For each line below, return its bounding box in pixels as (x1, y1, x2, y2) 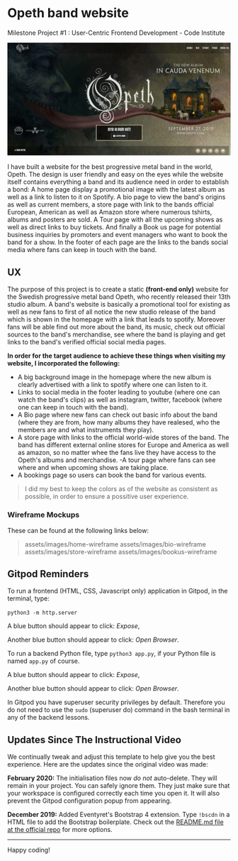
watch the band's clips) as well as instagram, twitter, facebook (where (17, 395, 222, 404)
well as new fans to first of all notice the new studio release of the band (7, 307, 216, 317)
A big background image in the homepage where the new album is (17, 373, 212, 381)
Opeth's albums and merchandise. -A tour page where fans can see (17, 456, 216, 464)
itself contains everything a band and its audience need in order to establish (7, 177, 229, 186)
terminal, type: (7, 594, 50, 603)
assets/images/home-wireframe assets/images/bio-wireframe (24, 539, 207, 548)
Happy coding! (7, 846, 51, 855)
